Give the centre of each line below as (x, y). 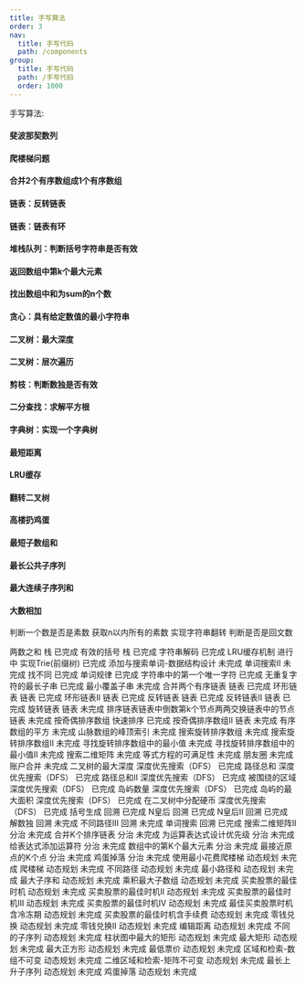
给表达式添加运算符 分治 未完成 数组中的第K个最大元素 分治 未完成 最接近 (147, 846)
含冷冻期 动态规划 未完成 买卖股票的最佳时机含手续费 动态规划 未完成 (139, 915)
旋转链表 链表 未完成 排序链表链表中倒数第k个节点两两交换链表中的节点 (161, 709)
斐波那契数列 (33, 136)
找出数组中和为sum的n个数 (61, 294)
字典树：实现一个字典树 (53, 429)
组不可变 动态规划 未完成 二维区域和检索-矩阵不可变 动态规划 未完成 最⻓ (146, 960)
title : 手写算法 (37, 18)
